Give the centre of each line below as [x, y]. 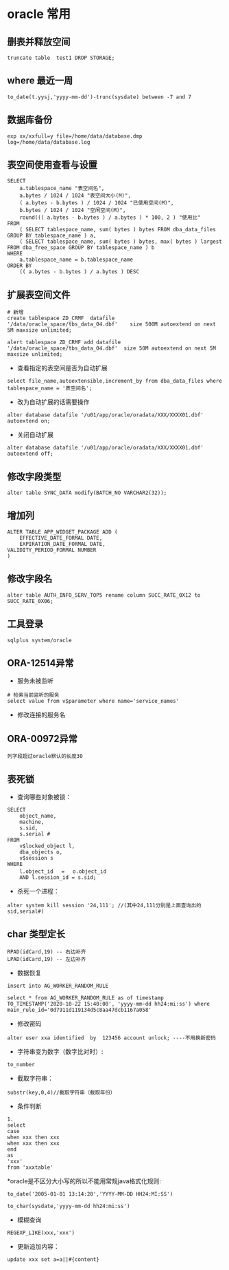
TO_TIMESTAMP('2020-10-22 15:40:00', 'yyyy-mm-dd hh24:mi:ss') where [109, 1004]
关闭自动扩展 [35, 435]
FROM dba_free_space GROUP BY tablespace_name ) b [81, 248]
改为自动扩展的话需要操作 [53, 402]
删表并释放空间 [39, 42]
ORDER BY [20, 266]
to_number [21, 1064]
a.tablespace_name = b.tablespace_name [76, 260]
